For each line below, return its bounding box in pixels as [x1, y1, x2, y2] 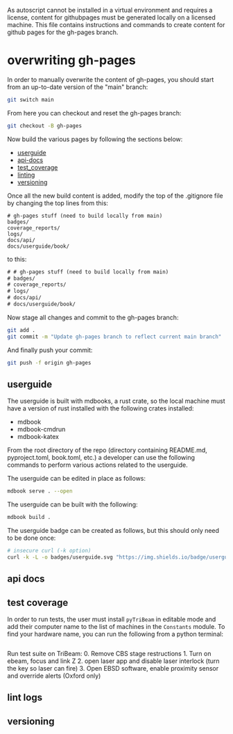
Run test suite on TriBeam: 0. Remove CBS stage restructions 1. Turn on [7, 650, 212, 658]
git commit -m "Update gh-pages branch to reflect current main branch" [7, 333, 222, 340]
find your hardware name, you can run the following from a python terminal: [7, 630, 224, 639]
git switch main [7, 96, 54, 103]
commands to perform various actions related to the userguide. [7, 461, 189, 469]
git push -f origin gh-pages [7, 359, 92, 366]
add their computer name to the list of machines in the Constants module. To [7, 623, 225, 631]
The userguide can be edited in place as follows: [7, 474, 146, 483]
